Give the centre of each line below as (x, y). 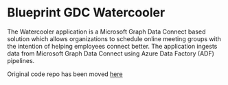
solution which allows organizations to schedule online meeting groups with (114, 38)
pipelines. (21, 60)
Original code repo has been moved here (65, 74)
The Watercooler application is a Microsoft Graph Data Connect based (106, 32)
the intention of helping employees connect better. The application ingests (112, 46)
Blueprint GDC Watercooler (86, 13)
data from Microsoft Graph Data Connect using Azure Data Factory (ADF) (111, 53)
